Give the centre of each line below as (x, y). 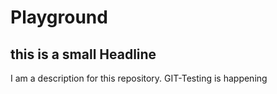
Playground (59, 17)
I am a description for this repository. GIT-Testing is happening (139, 78)
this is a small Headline (83, 54)
